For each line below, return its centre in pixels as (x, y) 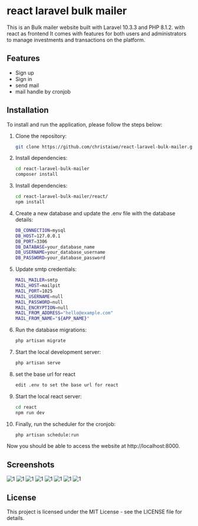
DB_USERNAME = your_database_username (60, 253)
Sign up (24, 73)
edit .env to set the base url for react (67, 385)
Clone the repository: (41, 136)
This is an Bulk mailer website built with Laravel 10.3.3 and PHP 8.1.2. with (96, 27)
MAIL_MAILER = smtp (37, 280)
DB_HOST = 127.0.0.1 (38, 236)
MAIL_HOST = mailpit (38, 286)
